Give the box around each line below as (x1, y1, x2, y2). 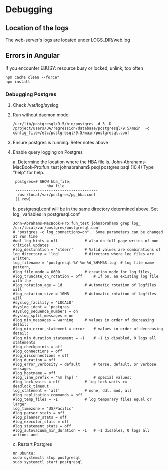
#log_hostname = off (12, 371, 56, 376)
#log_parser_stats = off (12, 411, 65, 416)
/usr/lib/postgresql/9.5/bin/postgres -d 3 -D (12, 122, 112, 127)
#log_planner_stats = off (12, 415, 67, 420)
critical (12, 243, 31, 248)
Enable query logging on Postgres (12, 149, 83, 155)
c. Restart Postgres (12, 441, 52, 447)
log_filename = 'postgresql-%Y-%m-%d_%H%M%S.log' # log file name (12, 260, 154, 265)
